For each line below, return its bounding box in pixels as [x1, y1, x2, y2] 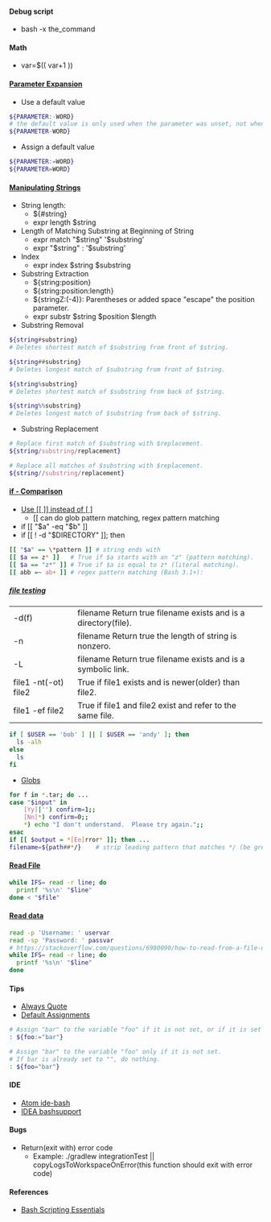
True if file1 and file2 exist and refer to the [76, 700, 236, 711]
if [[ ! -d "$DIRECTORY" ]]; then [20, 530, 125, 540]
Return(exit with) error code [20, 1143, 113, 1152]
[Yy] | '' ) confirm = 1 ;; [23, 806, 96, 814]
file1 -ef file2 [13, 705, 64, 716]
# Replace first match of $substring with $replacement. [9, 440, 204, 448]
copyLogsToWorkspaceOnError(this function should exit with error [32, 1160, 253, 1170]
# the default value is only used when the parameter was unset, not [9, 120, 248, 128]
